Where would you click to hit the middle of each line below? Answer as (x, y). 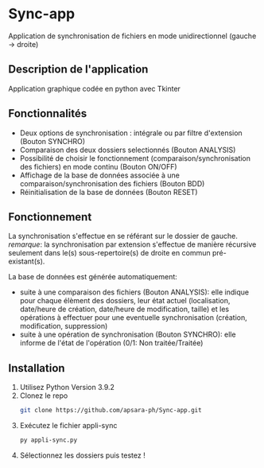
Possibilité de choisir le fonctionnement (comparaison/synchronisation (135, 158)
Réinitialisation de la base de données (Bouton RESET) (109, 192)
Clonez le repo (44, 396)
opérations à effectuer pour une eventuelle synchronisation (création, (134, 318)
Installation (37, 368)
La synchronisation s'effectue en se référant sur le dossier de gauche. (123, 236)
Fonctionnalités (48, 113)
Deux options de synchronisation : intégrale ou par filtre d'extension (131, 133)
